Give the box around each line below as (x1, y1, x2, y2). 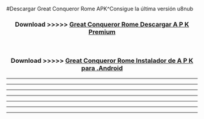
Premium (88, 27, 116, 36)
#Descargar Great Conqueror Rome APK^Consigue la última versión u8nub (6, 5, 194, 12)
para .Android (81, 64, 123, 72)
